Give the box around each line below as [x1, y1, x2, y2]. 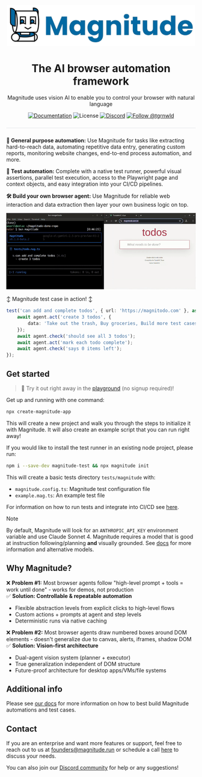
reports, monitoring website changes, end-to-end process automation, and [6, 150, 192, 157]
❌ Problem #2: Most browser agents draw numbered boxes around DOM [6, 629, 188, 636]
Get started [6, 368, 50, 379]
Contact [6, 724, 37, 734]
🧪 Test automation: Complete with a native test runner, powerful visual [6, 168, 182, 175]
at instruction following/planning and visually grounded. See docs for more [6, 539, 192, 546]
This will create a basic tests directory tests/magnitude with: [6, 474, 156, 481]
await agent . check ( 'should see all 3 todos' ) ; [17, 333, 136, 339]
